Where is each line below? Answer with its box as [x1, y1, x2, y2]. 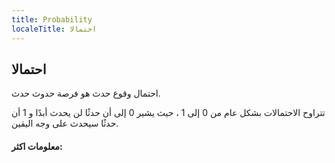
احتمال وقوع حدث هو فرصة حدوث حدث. [11, 87, 161, 100]
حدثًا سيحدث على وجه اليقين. [11, 117, 119, 130]
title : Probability [11, 14, 93, 25]
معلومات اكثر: [11, 140, 63, 152]
